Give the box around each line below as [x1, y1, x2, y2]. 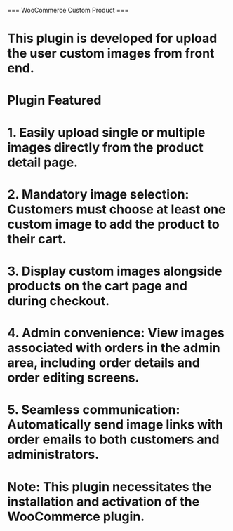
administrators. [7, 447, 100, 462]
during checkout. [7, 293, 110, 309]
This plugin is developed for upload [7, 31, 218, 46]
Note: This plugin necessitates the [7, 478, 212, 495]
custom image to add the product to [7, 216, 220, 232]
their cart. [7, 231, 67, 247]
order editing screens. [7, 370, 140, 386]
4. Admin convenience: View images [7, 325, 225, 341]
